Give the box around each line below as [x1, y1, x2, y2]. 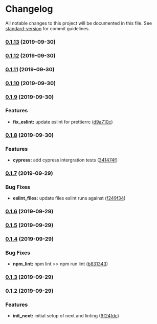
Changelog [5, 3, 53, 15]
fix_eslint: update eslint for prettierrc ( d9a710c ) [12, 118, 114, 125]
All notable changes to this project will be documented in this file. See [5, 20, 152, 26]
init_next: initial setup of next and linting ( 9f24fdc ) [12, 313, 119, 319]
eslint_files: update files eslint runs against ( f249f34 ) [12, 195, 126, 201]
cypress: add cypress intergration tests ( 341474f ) [12, 157, 118, 163]
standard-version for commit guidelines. [5, 25, 90, 31]
